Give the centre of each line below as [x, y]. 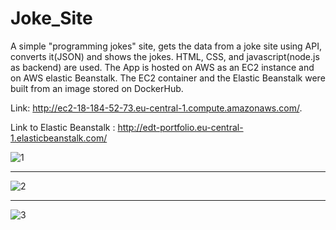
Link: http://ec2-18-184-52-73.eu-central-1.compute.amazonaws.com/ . [156, 108]
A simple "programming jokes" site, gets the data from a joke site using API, [166, 46]
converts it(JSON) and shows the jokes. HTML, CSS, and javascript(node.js [165, 56]
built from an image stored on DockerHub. [97, 88]
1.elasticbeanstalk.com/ [59, 138]
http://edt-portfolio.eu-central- [180, 127]
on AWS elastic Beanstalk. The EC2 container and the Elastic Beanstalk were [168, 78]
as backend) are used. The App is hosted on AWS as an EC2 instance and [162, 67]
